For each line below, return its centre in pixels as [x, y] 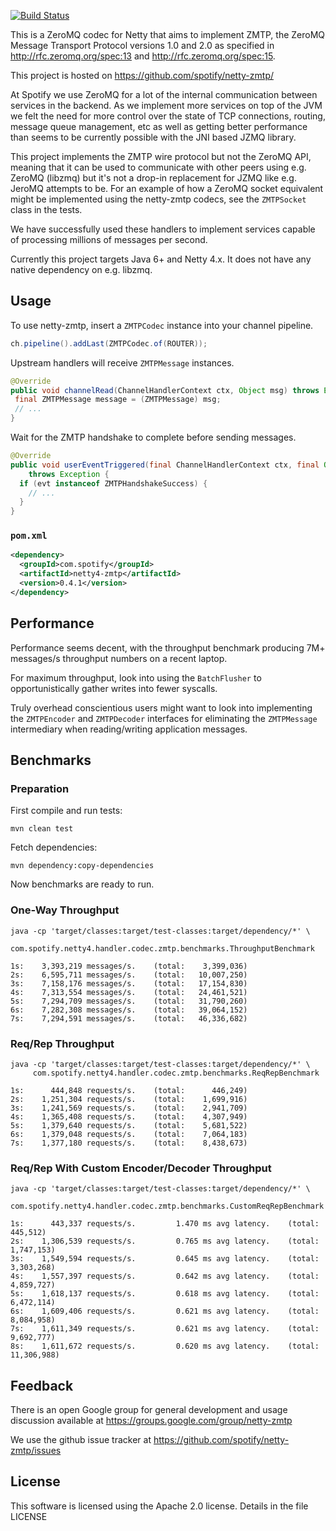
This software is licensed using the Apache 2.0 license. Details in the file [159, 1506]
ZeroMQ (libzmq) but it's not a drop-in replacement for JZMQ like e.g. [153, 178]
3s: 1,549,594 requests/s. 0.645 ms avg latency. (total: [165, 1259]
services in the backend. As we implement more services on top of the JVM [166, 105]
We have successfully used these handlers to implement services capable [163, 229]
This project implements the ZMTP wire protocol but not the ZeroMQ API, [161, 156]
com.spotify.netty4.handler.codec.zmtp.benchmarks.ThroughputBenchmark [162, 948]
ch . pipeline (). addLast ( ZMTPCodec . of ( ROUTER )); [109, 343]
